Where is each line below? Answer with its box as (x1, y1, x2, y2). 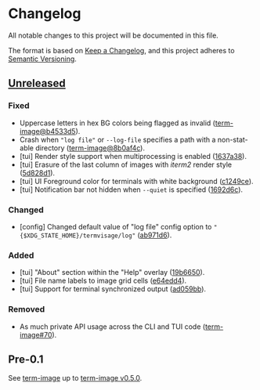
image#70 (19, 330, 52, 339)
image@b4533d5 (19, 126, 76, 135)
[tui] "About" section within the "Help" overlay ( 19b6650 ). (19, 268, 205, 277)
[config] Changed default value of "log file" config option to (19, 222, 212, 231)
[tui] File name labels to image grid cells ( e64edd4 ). (19, 276, 187, 286)
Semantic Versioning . (8, 54, 77, 63)
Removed (8, 304, 45, 315)
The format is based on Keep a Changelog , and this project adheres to (8, 45, 235, 55)
